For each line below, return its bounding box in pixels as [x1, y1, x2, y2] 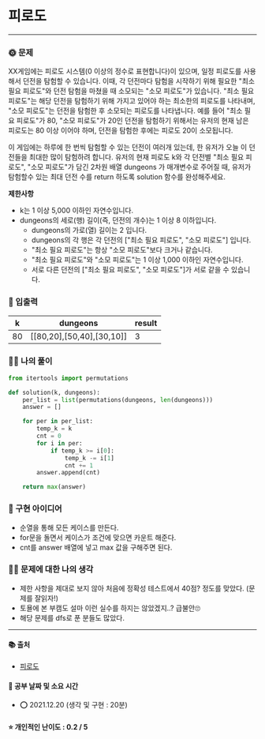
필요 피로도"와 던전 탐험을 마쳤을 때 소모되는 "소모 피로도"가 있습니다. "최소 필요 [8, 86, 255, 96]
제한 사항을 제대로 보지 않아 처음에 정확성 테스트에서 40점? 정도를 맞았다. [19, 583, 244, 593]
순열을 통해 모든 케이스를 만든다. [19, 523, 119, 532]
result [134, 317, 158, 328]
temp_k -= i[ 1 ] [64, 454, 114, 462]
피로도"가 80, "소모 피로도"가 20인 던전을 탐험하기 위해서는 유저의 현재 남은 [16, 116, 249, 126]
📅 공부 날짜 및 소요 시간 [8, 681, 79, 691]
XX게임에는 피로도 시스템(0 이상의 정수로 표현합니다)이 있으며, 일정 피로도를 [8, 66, 242, 76]
